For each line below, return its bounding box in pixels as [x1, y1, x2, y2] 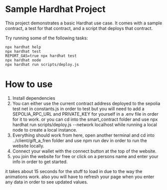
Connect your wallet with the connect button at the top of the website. [12, 148, 157, 154]
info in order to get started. [12, 159, 68, 165]
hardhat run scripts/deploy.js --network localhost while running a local [12, 121, 157, 128]
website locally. [12, 143, 44, 149]
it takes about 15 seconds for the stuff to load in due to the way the [5, 168, 143, 174]
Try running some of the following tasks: [5, 35, 88, 41]
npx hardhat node [5, 57, 41, 63]
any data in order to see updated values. [5, 179, 88, 185]
